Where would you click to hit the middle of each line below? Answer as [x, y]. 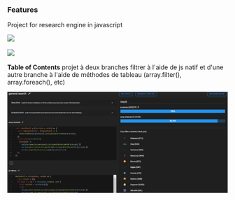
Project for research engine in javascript [65, 25]
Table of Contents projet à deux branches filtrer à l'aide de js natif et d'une [115, 67]
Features [23, 10]
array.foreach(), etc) [36, 83]
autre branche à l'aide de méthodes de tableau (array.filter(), [94, 75]
